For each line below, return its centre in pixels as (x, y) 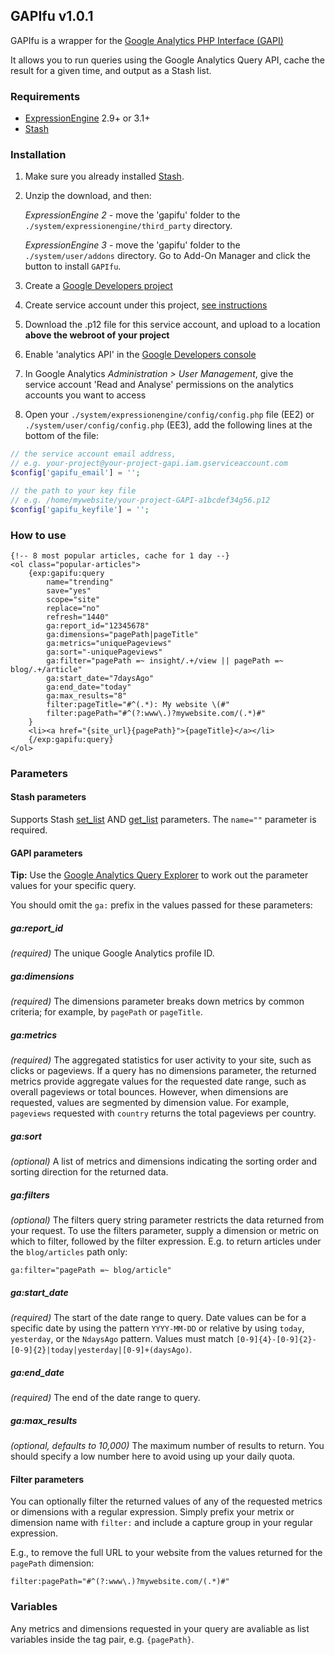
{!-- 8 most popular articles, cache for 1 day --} (120, 555)
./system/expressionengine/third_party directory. (128, 226)
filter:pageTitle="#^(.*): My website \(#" (138, 704)
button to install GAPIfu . (73, 266)
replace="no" (73, 608)
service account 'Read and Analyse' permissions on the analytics (159, 385)
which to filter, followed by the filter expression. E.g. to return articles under (166, 1241)
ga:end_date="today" (89, 687)
